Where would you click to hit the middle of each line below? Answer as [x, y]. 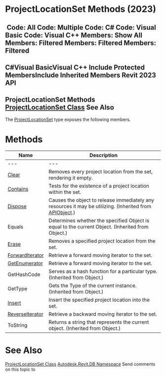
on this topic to [20, 369]
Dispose [17, 206]
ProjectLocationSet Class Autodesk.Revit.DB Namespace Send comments [80, 364]
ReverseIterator [25, 314]
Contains [18, 189]
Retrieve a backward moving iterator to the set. [103, 314]
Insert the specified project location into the [99, 300]
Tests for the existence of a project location [99, 186]
